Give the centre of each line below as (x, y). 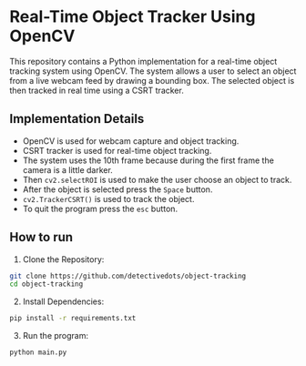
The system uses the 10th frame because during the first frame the (148, 160)
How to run (41, 237)
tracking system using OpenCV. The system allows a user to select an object (153, 71)
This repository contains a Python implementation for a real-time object (143, 61)
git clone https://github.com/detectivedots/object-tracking (128, 276)
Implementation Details (77, 119)
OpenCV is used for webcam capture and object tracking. (131, 141)
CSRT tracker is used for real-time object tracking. (117, 150)
